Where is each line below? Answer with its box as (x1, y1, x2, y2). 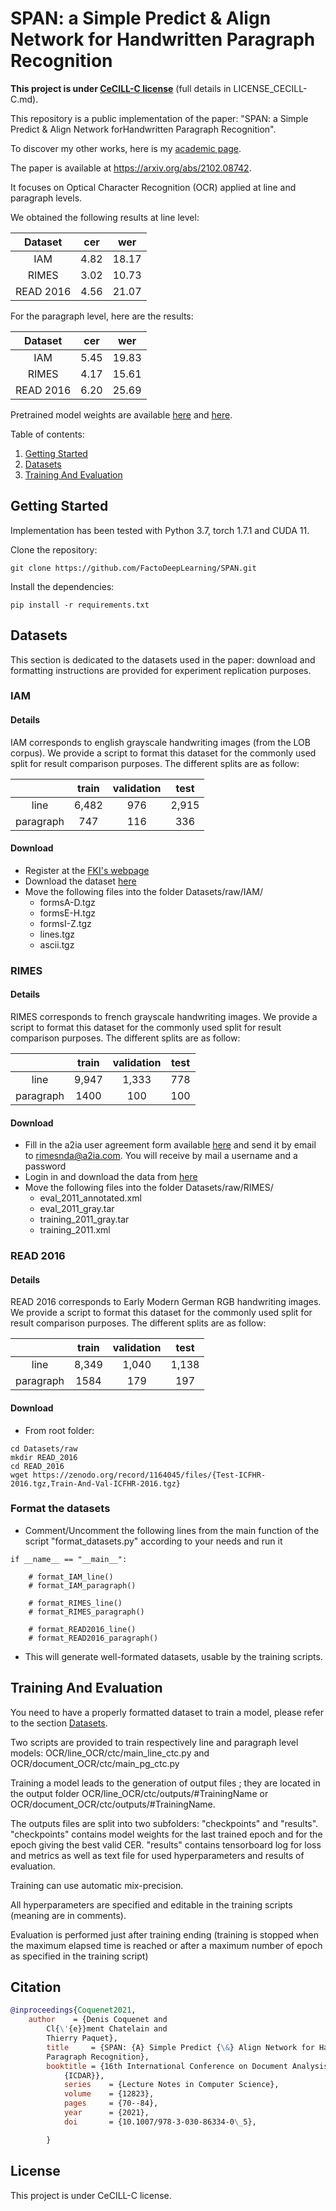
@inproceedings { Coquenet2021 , (10, 2005, 137, 2016)
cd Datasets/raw (10, 1443, 78, 1454)
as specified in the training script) (10, 1950, 149, 1962)
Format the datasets (10, 1502, 111, 1516)
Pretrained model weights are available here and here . (10, 408, 233, 421)
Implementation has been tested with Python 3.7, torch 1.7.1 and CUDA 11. (10, 524, 310, 536)
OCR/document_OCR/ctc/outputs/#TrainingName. (10, 1798, 216, 1810)
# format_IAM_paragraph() (28, 1580, 137, 1591)
